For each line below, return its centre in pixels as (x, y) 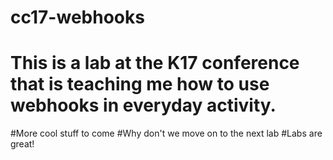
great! (22, 144)
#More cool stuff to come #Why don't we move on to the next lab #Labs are (166, 133)
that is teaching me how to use (140, 84)
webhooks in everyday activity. (143, 105)
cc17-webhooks (77, 17)
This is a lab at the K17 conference (155, 63)
